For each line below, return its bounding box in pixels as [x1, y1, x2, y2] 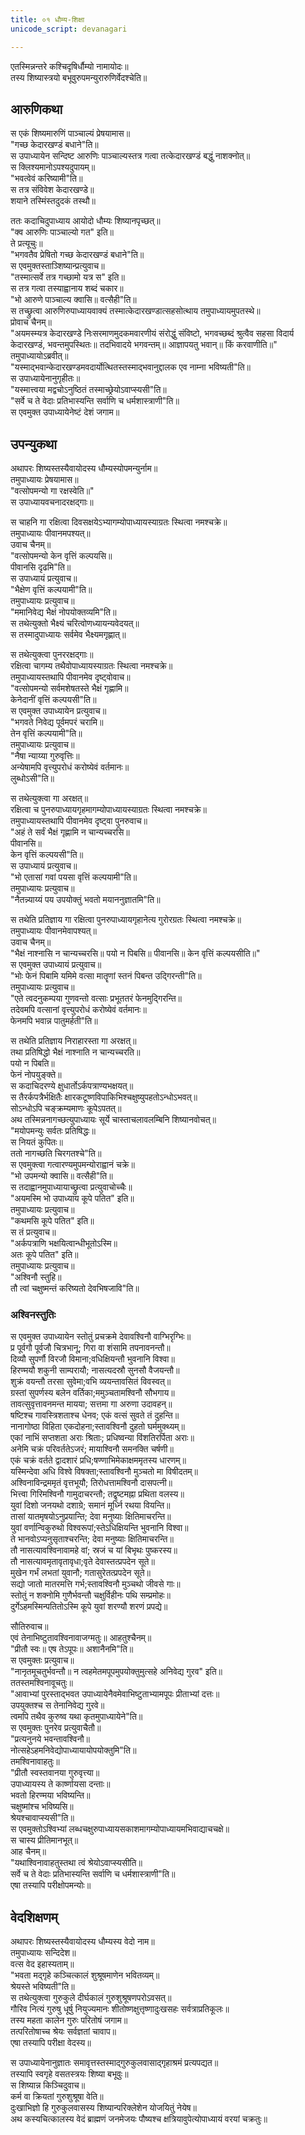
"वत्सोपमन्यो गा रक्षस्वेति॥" [10, 485, 95, 497]
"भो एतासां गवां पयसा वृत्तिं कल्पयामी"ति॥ [10, 871, 138, 883]
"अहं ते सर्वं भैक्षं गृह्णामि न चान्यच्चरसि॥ [10, 826, 130, 838]
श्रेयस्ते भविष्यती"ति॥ [10, 1981, 75, 1993]
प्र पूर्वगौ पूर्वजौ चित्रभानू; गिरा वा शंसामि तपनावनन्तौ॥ [10, 1342, 171, 1354]
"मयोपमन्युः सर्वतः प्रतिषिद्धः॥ [10, 1125, 96, 1137]
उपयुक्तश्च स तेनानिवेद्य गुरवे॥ [10, 1699, 105, 1711]
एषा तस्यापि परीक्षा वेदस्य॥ [10, 2037, 92, 2049]
